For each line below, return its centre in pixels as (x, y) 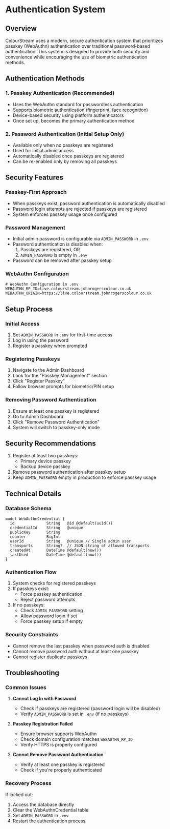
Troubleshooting (32, 673)
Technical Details (33, 493)
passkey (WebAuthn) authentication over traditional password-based (78, 46)
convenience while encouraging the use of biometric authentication (76, 57)
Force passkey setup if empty (52, 621)
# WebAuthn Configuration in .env (42, 285)
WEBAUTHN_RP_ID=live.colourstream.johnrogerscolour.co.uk (68, 289)
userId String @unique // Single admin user (70, 541)
